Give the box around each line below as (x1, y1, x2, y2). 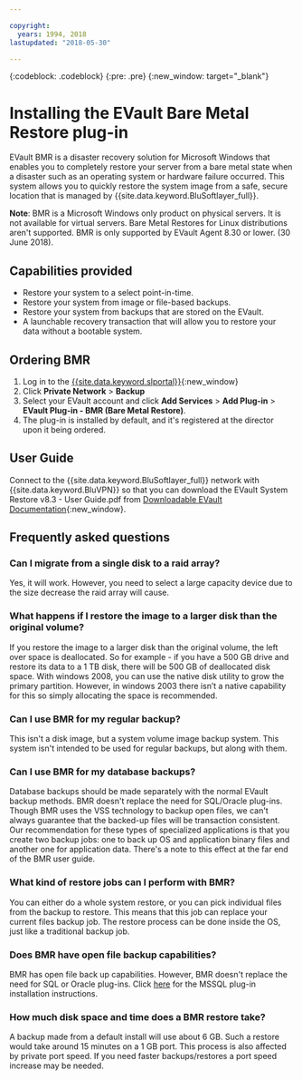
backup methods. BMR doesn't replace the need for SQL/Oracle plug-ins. (9, 795, 283, 807)
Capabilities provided (9, 263, 133, 278)
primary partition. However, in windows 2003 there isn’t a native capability (9, 680, 287, 691)
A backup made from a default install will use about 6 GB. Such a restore (9, 1031, 280, 1043)
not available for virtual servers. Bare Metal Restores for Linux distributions (9, 218, 288, 229)
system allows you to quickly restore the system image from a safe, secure (9, 180, 288, 191)
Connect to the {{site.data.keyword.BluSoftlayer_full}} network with (9, 474, 260, 485)
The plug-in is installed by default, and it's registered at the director (22, 414, 274, 425)
